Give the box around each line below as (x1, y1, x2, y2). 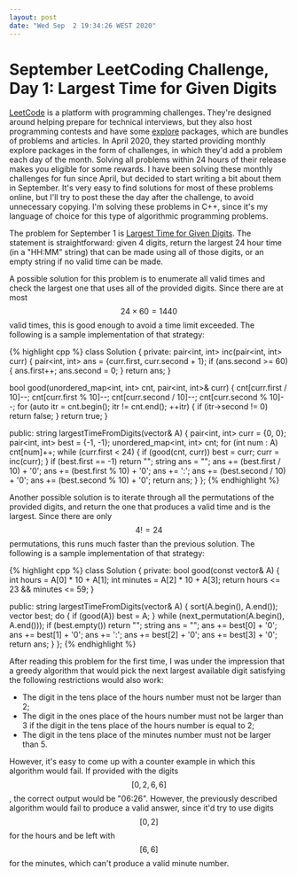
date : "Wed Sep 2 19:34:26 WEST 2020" (9, 21, 157, 30)
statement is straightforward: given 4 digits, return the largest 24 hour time (9, 237, 282, 248)
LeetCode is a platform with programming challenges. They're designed (9, 107, 272, 118)
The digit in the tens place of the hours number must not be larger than (21, 692, 282, 702)
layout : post (9, 12, 58, 22)
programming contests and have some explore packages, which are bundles (9, 126, 289, 137)
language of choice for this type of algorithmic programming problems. (9, 211, 269, 221)
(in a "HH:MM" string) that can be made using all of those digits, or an (9, 247, 264, 258)
